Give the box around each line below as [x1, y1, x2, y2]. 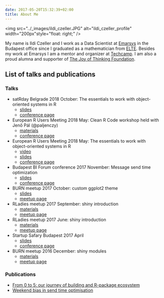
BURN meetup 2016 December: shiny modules [12, 248, 107, 254]
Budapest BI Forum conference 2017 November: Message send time [12, 164, 151, 170]
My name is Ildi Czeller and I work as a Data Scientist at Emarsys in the [5, 40, 149, 46]
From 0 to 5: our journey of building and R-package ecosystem [12, 282, 140, 288]
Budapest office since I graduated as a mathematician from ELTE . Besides [5, 45, 155, 51]
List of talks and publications [5, 70, 96, 78]
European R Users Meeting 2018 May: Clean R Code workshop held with [12, 117, 159, 123]
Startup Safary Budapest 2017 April [12, 232, 84, 238]
